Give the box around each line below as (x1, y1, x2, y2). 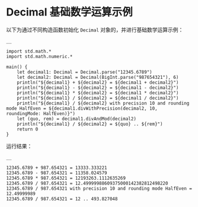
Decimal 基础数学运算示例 (6, 5, 133, 19)
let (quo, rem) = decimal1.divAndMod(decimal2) (17, 116, 136, 122)
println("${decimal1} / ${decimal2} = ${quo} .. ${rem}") (17, 121, 163, 127)
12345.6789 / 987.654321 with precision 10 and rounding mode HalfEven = (6, 185, 193, 192)
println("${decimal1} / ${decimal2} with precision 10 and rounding (17, 100, 190, 106)
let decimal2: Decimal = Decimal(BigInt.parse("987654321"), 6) (17, 74, 179, 80)
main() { (6, 63, 28, 70)
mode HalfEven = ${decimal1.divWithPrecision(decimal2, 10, (6, 105, 158, 112)
